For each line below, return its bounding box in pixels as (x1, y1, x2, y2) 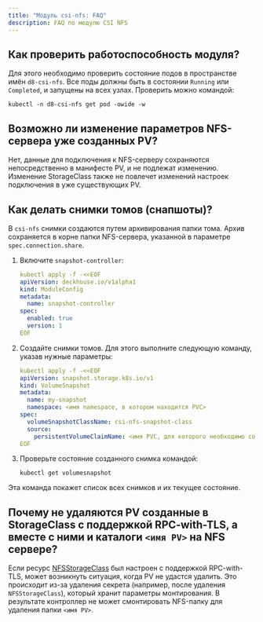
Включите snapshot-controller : (19, 255, 124, 265)
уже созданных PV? (53, 134, 159, 148)
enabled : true (27, 315, 73, 323)
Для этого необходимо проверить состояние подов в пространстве (8, 68, 237, 79)
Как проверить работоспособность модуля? (8, 48, 240, 61)
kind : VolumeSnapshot (19, 382, 90, 390)
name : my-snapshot (27, 396, 87, 404)
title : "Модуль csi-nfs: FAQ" (8, 11, 108, 20)
